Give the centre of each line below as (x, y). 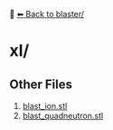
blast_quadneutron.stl (63, 115)
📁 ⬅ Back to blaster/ (47, 14)
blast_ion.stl (45, 106)
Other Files (41, 84)
